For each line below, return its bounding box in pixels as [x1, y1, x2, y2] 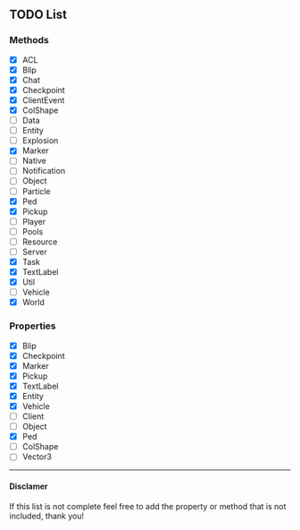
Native [21, 156, 46, 167]
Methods [9, 34, 49, 47]
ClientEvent [21, 94, 65, 106]
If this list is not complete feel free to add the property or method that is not [9, 500, 287, 511]
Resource [21, 236, 58, 247]
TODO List [9, 7, 67, 22]
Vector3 [21, 451, 52, 462]
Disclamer [9, 481, 48, 492]
